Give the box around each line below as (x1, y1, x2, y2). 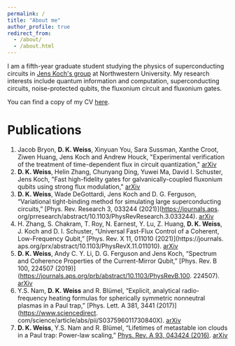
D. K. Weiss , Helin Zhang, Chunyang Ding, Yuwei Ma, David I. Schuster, (17, 167, 223, 175)
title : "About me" (7, 17, 61, 24)
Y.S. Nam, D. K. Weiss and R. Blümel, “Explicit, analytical (17, 286, 180, 294)
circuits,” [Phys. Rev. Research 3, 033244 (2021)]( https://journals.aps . (17, 204, 220, 213)
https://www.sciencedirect (20, 308, 97, 317)
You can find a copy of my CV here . (7, 98, 110, 106)
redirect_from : (7, 29, 52, 37)
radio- (181, 286, 200, 294)
